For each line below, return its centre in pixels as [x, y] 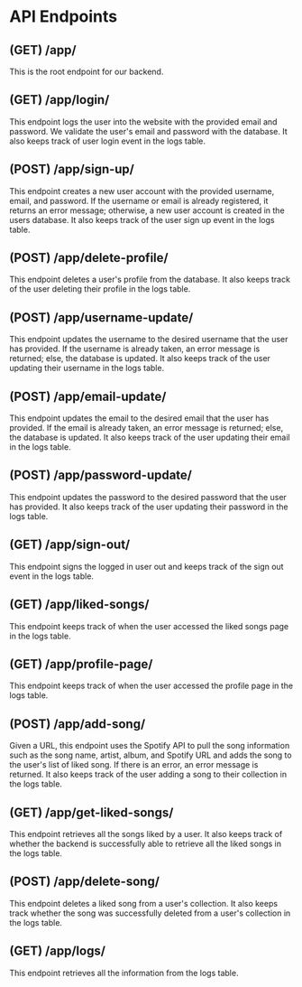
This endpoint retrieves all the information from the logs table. [124, 973]
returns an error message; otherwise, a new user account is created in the [147, 210]
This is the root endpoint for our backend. [87, 71]
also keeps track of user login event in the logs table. [107, 141]
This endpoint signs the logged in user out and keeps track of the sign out [146, 566]
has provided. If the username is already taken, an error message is [135, 349]
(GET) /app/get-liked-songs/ [92, 812]
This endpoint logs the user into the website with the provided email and [143, 121]
